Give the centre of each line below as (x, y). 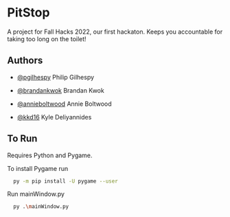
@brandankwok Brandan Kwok (60, 90)
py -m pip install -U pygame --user (66, 181)
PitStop (28, 13)
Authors (25, 61)
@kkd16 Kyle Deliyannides (54, 117)
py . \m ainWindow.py (41, 207)
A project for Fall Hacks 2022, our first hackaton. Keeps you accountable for (115, 32)
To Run (22, 139)
